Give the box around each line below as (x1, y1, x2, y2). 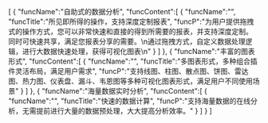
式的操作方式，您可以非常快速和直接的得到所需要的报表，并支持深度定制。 (8, 27, 253, 36)
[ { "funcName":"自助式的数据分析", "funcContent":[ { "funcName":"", (8, 7, 236, 16)
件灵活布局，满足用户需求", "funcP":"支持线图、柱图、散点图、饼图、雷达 (8, 67, 249, 75)
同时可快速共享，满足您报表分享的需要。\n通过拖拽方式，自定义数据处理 (8, 37, 246, 46)
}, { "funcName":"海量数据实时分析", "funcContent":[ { (30, 86, 207, 95)
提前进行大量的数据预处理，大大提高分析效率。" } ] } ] (35, 106, 213, 115)
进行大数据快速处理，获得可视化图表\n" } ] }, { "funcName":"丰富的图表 (22, 47, 255, 56)
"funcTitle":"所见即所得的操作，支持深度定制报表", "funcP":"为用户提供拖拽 (8, 17, 254, 26)
